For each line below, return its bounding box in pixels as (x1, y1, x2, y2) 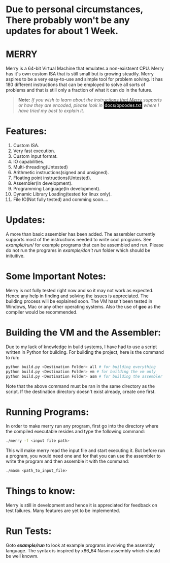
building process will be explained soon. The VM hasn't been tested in (6, 298, 153, 304)
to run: (6, 354, 20, 360)
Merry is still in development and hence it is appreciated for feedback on (6, 502, 158, 509)
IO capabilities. (13, 159, 45, 165)
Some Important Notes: (6, 271, 106, 282)
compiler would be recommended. (6, 309, 78, 315)
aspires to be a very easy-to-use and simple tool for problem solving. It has (6, 76, 163, 82)
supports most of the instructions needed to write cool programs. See (6, 237, 152, 242)
